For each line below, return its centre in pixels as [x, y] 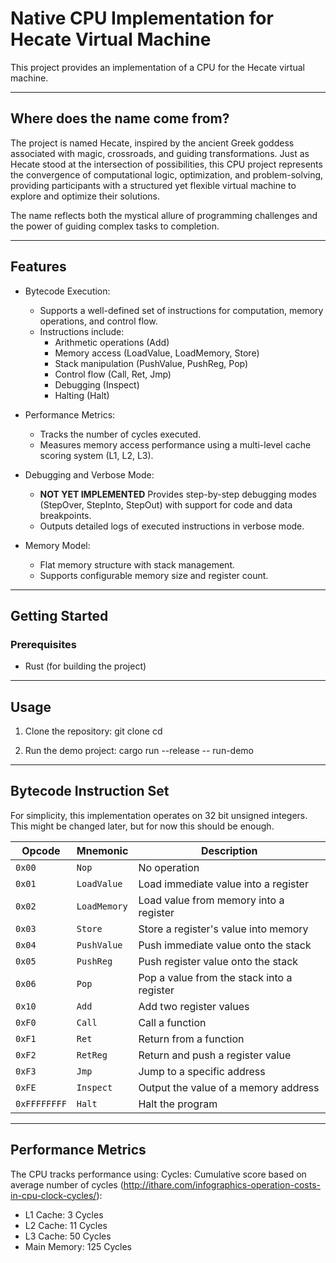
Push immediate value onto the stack [225, 945]
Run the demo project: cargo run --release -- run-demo [139, 751]
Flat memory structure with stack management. [137, 564]
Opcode [41, 850]
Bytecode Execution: [67, 291]
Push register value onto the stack [218, 961]
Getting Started [59, 615]
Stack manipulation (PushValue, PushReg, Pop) [151, 363]
